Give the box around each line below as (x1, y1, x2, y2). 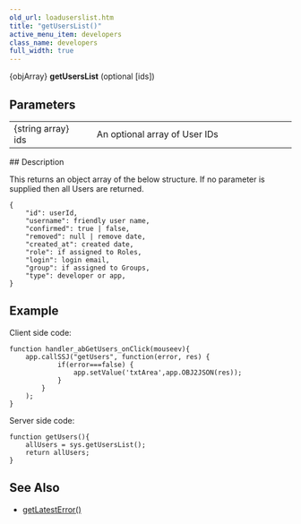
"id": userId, (25, 208, 78, 218)
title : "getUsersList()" (9, 21, 102, 30)
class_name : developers (9, 38, 99, 47)
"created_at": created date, (25, 239, 134, 249)
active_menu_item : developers (9, 30, 123, 39)
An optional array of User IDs (97, 127, 219, 140)
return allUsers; (25, 448, 90, 457)
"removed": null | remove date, (25, 232, 146, 241)
